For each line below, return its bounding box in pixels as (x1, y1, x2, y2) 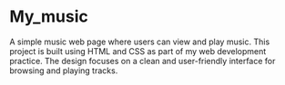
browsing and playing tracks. (9, 65, 118, 76)
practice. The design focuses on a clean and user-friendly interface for (9, 55, 276, 66)
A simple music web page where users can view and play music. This (9, 36, 270, 47)
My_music (9, 6, 89, 27)
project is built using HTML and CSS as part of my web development (9, 45, 267, 56)
